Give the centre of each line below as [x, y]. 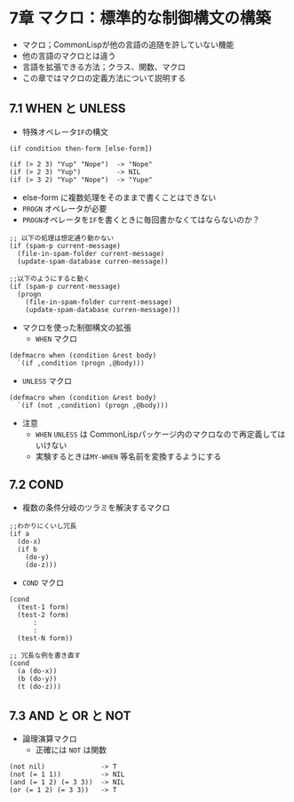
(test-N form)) [45, 638]
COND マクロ [43, 582]
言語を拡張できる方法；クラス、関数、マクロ [104, 67]
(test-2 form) [43, 614]
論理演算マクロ [49, 739]
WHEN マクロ [56, 338]
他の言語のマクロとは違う [69, 55]
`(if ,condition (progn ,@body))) [81, 363]
